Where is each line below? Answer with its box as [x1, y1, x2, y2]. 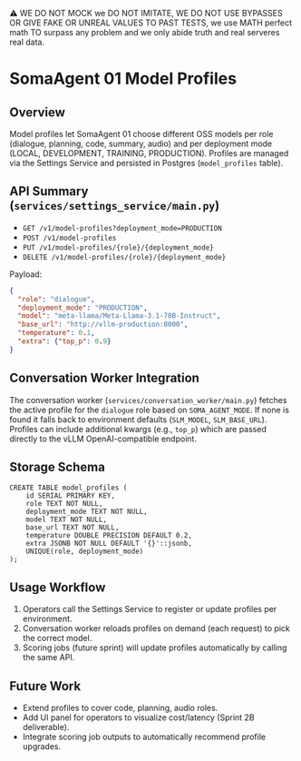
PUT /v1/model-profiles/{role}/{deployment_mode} [22, 242, 215, 252]
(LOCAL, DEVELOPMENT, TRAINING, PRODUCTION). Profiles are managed [9, 148, 289, 158]
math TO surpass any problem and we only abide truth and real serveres [9, 27, 280, 37]
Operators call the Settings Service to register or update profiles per [22, 604, 277, 615]
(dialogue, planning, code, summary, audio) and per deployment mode [9, 138, 273, 149]
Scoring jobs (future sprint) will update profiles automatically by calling [22, 642, 287, 653]
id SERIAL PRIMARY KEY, [25, 491, 116, 500]
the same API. [22, 652, 75, 663]
